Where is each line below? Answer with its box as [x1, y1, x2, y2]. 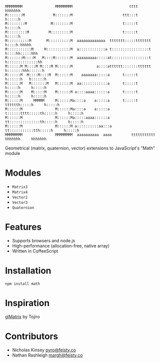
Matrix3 [12, 184, 28, 190]
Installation [5, 265, 52, 277]
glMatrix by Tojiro [5, 314, 40, 320]
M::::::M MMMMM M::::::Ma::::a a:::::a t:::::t [5, 98, 138, 103]
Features [5, 222, 42, 233]
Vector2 [12, 195, 28, 200]
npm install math [5, 281, 40, 286]
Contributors [5, 331, 58, 342]
